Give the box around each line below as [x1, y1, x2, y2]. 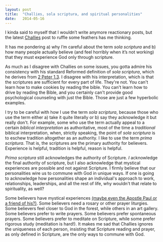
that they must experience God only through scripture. [5, 54, 114, 60]
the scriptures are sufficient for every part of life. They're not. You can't [5, 79, 148, 85]
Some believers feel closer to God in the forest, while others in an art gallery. [5, 206, 159, 211]
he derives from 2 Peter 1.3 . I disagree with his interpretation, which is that [5, 74, 154, 80]
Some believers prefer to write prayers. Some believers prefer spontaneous [5, 211, 156, 217]
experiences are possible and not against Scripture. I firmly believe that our [5, 165, 156, 171]
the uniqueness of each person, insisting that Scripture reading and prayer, [5, 226, 156, 232]
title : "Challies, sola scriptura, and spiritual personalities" [5, 12, 143, 17]
